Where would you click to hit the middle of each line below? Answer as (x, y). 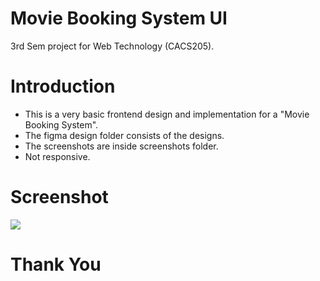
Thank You (56, 264)
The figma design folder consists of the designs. (124, 135)
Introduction (63, 86)
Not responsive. (57, 156)
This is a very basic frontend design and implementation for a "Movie (167, 114)
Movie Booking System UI (119, 18)
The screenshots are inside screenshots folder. (121, 146)
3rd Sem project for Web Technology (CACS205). (112, 46)
